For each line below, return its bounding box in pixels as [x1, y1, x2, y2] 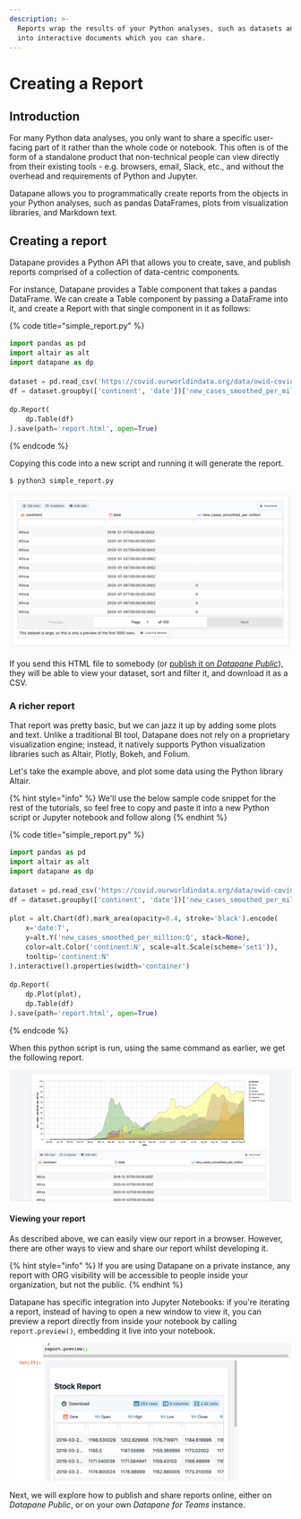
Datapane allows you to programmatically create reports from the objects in [9, 189, 288, 199]
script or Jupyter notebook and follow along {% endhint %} [9, 812, 228, 823]
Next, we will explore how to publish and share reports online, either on [9, 1489, 272, 1500]
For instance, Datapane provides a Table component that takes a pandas [9, 284, 278, 295]
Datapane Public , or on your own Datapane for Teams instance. [9, 1499, 246, 1510]
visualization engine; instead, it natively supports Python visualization [9, 739, 266, 750]
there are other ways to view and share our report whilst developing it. [9, 1242, 269, 1253]
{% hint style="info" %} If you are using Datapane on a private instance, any [9, 1260, 291, 1270]
